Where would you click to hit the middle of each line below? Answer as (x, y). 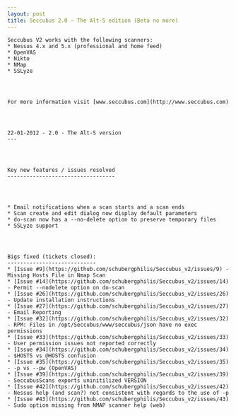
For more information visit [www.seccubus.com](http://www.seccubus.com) (118, 102)
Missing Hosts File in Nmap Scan (57, 275)
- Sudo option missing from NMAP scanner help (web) (87, 405)
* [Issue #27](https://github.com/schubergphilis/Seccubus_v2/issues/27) (118, 306)
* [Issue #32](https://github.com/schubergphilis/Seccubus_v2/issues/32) (118, 318)
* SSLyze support (33, 226)
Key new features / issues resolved (61, 170)
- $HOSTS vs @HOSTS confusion (52, 356)
